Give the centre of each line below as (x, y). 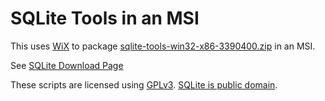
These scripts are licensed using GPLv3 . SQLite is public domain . (144, 84)
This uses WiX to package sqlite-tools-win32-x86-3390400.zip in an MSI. (163, 46)
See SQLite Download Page (67, 65)
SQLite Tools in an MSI (105, 18)
